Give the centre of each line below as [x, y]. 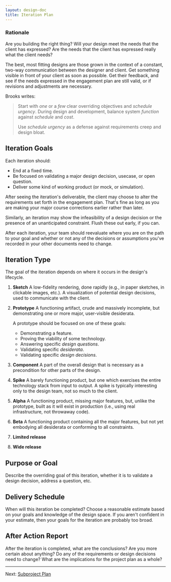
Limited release [29, 437]
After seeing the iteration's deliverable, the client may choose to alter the [81, 197]
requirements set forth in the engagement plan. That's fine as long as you [82, 202]
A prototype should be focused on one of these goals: [69, 323]
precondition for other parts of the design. [57, 370]
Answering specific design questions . [60, 344]
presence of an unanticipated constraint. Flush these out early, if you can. [83, 223]
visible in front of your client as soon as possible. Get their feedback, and [82, 75]
